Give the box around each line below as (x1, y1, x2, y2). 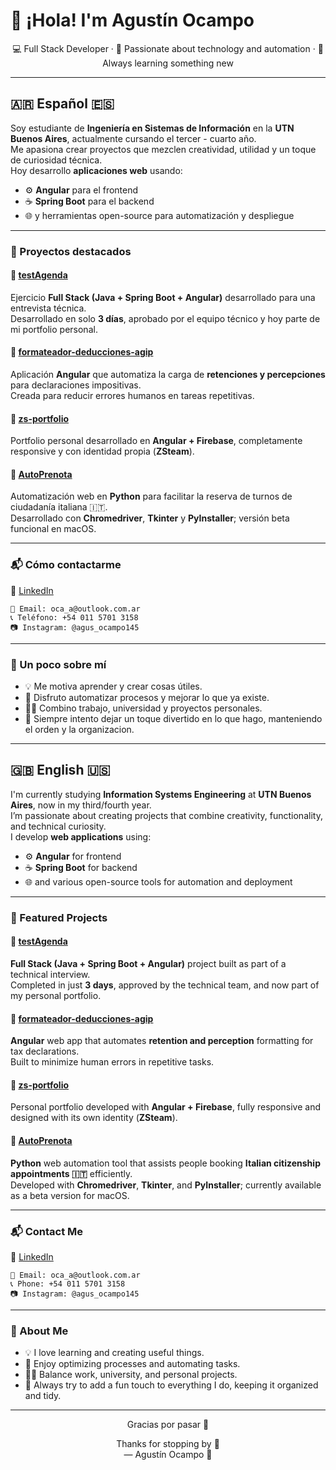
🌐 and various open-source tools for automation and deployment (24, 875, 293, 888)
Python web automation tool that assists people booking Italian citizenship (10, 1157, 321, 1169)
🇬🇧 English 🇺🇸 (10, 762, 111, 779)
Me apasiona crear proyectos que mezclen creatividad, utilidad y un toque (10, 143, 317, 155)
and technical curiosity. (10, 820, 107, 832)
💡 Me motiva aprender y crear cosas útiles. (24, 680, 203, 693)
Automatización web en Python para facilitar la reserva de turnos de (10, 490, 293, 503)
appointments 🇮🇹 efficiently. (10, 1167, 133, 1179)
